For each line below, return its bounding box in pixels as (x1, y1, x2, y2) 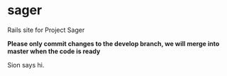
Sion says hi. (7, 60, 45, 69)
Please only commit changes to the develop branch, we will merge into (7, 39, 220, 48)
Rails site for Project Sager (7, 26, 85, 34)
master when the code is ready (7, 47, 101, 55)
